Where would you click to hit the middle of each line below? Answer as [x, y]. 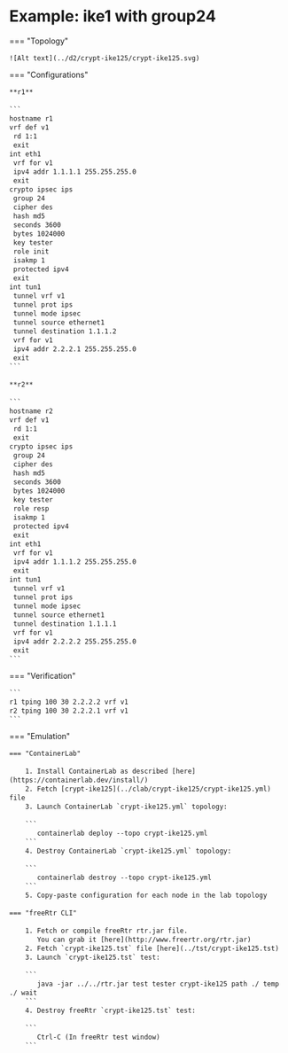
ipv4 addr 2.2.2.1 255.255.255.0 [75, 349]
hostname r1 [31, 118]
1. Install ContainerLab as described [97, 771]
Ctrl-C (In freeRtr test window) [99, 1037]
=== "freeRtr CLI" [43, 913]
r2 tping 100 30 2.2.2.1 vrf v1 [69, 711]
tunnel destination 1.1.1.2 [65, 331]
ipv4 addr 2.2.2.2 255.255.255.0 [75, 641]
